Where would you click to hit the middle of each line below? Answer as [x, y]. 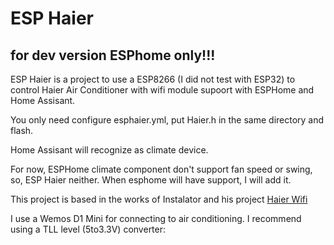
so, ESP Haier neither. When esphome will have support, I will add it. [151, 180]
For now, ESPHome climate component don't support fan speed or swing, [161, 169]
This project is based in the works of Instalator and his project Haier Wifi [159, 199]
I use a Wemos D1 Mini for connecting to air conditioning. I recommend [156, 218]
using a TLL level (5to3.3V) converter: [88, 229]
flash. [22, 130]
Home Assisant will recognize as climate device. [109, 150]
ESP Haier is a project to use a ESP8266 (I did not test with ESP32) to [153, 79]
